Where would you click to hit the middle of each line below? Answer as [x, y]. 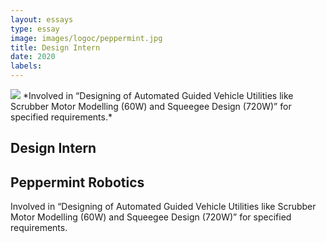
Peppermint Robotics [77, 182]
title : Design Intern [55, 47]
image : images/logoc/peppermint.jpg [86, 38]
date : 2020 [33, 57]
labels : [26, 66]
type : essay [35, 29]
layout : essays [42, 19]
